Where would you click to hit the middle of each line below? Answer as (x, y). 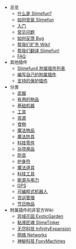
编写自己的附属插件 (37, 74)
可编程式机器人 (32, 191)
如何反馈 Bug (31, 38)
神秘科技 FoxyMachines (41, 241)
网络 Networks (32, 235)
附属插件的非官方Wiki (32, 210)
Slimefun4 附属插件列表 (41, 68)
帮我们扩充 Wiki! (34, 44)
